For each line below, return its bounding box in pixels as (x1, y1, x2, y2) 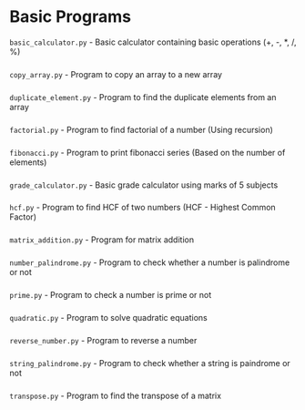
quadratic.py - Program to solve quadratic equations (9, 313, 208, 323)
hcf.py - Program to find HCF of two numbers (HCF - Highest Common (9, 202, 276, 213)
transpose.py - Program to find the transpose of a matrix (9, 390, 221, 401)
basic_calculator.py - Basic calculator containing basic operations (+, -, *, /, (9, 36, 297, 47)
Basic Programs (9, 6, 132, 27)
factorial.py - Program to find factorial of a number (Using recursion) (9, 124, 273, 135)
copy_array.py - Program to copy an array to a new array (9, 68, 223, 79)
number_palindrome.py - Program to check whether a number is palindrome (9, 257, 290, 268)
